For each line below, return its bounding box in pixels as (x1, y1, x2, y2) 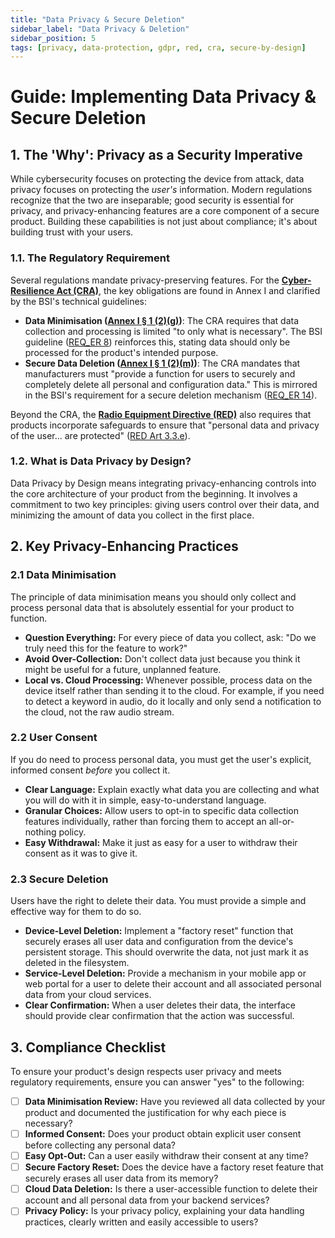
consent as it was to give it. (24, 847, 138, 859)
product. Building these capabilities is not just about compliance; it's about (10, 216, 318, 228)
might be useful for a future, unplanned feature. (24, 663, 222, 675)
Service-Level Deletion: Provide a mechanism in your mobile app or (24, 967, 307, 980)
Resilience (10, 284, 55, 296)
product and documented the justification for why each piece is (24, 1107, 287, 1118)
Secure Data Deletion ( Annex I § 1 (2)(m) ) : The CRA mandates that (24, 357, 301, 369)
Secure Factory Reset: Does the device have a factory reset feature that (24, 1161, 324, 1173)
